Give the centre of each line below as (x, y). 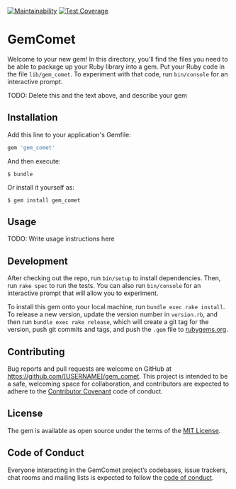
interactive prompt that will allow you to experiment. (83, 293)
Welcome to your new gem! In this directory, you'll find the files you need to (118, 59)
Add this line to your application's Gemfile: (69, 134)
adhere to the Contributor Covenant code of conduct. (85, 391)
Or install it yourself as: (41, 187)
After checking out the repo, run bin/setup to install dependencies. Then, (114, 278)
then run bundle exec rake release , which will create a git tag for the (108, 322)
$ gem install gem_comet (44, 200)
